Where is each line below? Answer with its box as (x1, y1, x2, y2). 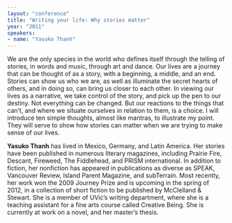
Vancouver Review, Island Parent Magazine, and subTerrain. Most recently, (7, 171, 220, 180)
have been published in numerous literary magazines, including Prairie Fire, (7, 150, 222, 158)
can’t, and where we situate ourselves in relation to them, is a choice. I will (7, 107, 220, 115)
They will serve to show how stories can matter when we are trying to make (7, 121, 223, 130)
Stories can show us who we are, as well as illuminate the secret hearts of (7, 77, 218, 85)
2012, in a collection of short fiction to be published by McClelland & (7, 186, 202, 195)
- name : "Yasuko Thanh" (7, 36, 76, 43)
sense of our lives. (7, 129, 60, 137)
